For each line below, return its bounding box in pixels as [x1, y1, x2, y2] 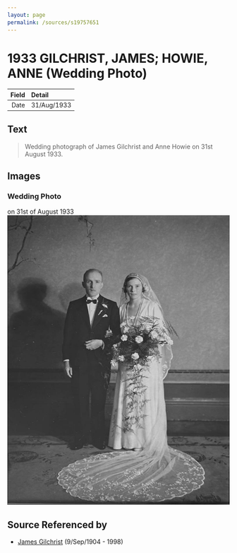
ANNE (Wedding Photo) [7, 65, 147, 81]
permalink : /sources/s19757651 [7, 18, 99, 26]
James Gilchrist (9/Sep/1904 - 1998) [17, 537, 123, 546]
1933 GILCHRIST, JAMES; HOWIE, [7, 50, 208, 66]
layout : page [7, 11, 46, 18]
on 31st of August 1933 [7, 207, 74, 216]
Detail [30, 91, 49, 99]
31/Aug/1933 [30, 101, 72, 110]
